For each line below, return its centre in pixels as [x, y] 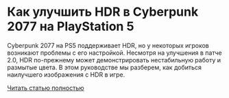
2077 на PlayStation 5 [71, 26]
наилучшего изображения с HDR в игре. [66, 74]
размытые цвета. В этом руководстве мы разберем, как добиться [105, 67]
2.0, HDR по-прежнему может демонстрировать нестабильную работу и [114, 60]
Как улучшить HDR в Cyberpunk [103, 12]
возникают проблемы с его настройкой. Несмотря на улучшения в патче [114, 53]
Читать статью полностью [46, 88]
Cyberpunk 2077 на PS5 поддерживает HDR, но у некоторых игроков [108, 45]
